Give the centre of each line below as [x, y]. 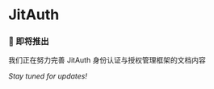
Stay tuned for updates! [48, 76]
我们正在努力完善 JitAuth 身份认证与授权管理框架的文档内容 [107, 60]
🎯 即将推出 [29, 42]
